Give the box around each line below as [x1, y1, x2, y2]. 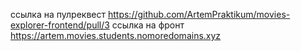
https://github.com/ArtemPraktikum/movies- [107, 9, 291, 20]
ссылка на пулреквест [10, 9, 107, 20]
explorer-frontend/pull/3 [10, 19, 110, 31]
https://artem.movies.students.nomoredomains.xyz [10, 30, 222, 41]
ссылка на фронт [111, 19, 185, 31]
